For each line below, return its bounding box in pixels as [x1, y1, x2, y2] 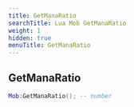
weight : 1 [8, 26, 41, 34]
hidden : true [8, 34, 52, 42]
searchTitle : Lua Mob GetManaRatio [8, 19, 127, 27]
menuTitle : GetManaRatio [8, 42, 91, 50]
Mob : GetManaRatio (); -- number [8, 92, 112, 100]
